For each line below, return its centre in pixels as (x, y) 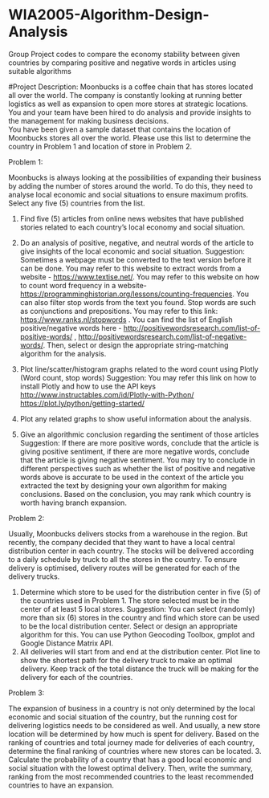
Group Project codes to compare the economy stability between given (124, 54)
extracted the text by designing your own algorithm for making (123, 485)
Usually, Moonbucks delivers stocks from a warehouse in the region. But (128, 533)
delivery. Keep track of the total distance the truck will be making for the (139, 669)
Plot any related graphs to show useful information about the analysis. (135, 418)
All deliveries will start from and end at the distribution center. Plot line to (140, 651)
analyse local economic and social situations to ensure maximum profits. (128, 194)
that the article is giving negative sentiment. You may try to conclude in (137, 460)
